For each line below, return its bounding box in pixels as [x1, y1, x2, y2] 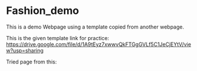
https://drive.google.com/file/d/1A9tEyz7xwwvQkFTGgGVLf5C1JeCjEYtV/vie [6, 41, 191, 48]
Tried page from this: [6, 58, 57, 65]
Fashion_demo [6, 4, 79, 17]
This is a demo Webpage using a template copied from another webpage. [6, 23, 184, 30]
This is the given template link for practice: [6, 34, 109, 41]
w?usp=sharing [6, 47, 44, 54]
